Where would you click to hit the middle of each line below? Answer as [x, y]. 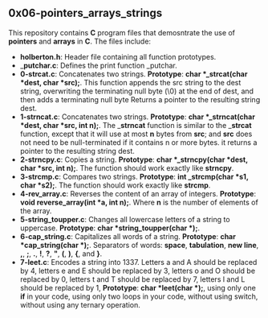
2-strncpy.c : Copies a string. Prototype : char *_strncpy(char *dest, [134, 159]
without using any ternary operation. [80, 304]
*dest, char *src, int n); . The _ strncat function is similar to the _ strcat [136, 125]
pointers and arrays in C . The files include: [79, 41]
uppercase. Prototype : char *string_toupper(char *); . [110, 228]
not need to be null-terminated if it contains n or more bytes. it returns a [138, 142]
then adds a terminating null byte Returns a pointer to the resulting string [140, 99]
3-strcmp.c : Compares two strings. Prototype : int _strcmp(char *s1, [134, 176]
